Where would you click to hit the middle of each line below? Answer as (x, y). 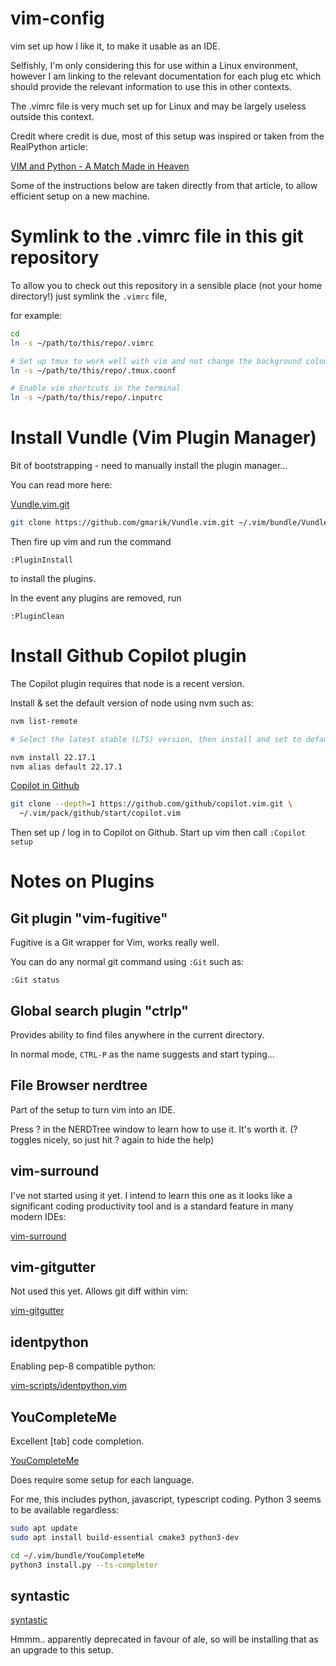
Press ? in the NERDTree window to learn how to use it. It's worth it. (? (154, 1129)
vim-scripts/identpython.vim (69, 1386)
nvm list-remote (44, 721)
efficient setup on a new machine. (80, 196)
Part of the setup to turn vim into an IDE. (93, 1109)
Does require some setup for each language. (102, 1480)
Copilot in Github (45, 786)
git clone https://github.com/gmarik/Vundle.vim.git (122, 523)
